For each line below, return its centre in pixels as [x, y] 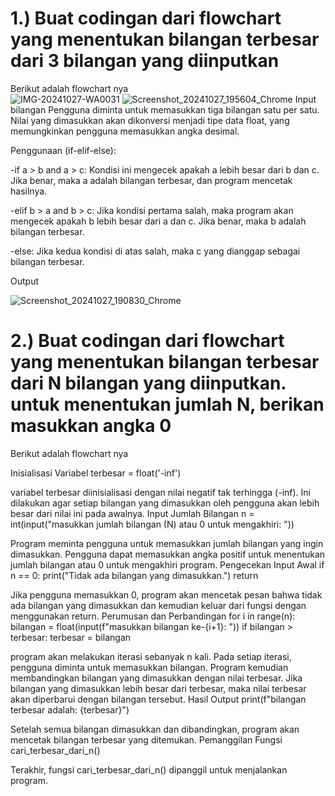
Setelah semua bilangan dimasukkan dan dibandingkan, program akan [155, 729]
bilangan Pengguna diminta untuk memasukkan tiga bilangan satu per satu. [165, 109]
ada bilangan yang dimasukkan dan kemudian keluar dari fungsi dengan [158, 605]
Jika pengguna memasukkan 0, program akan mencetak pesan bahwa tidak [166, 594]
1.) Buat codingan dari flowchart [146, 18]
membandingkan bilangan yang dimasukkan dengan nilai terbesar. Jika [156, 678]
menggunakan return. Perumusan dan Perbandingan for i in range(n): [153, 616]
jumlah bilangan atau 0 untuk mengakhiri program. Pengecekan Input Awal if [167, 564]
